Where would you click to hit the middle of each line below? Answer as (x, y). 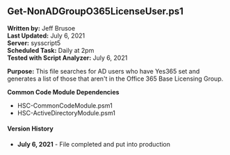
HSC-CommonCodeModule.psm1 (65, 105)
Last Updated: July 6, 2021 (46, 35)
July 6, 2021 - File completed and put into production (94, 145)
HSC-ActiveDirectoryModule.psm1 (66, 113)
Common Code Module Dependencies (63, 92)
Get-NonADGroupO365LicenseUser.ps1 (96, 11)
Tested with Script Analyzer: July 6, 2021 (67, 58)
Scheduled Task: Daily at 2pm (51, 50)
